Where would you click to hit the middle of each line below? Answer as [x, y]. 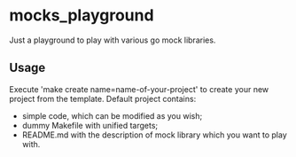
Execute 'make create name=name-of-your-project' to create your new [139, 89]
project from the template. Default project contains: [103, 98]
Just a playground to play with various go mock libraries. [113, 40]
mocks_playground [82, 16]
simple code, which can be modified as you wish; [112, 115]
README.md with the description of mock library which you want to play [155, 135]
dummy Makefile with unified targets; [90, 125]
